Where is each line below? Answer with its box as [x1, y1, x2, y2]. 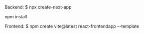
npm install [4, 14, 27, 19]
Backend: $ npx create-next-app [4, 4, 72, 10]
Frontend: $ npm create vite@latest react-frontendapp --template [4, 23, 140, 29]
